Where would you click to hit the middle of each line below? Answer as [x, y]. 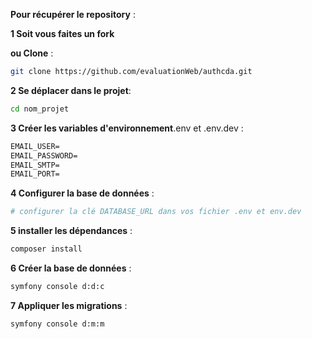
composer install [46, 249]
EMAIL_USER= [35, 146]
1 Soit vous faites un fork [62, 33]
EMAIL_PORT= [35, 174]
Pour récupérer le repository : [73, 14]
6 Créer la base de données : [71, 268]
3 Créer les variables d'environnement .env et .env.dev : [127, 128]
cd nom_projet [40, 109]
